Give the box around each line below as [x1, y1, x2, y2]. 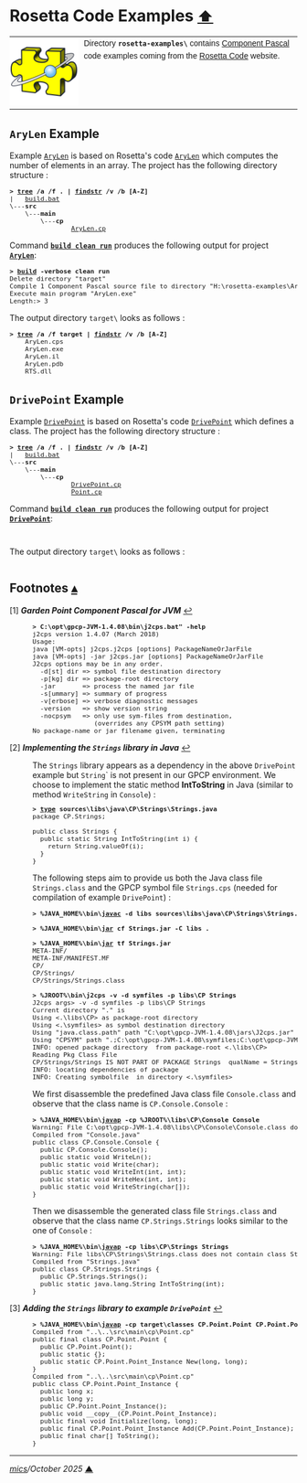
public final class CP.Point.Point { [32, 1335, 167, 1344]
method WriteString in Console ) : [32, 788, 156, 800]
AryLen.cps [24, 337, 64, 347]
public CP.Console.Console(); [39, 1145, 149, 1154]
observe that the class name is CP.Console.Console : [32, 1098, 228, 1109]
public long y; [39, 1394, 94, 1403]
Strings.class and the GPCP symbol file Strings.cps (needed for [32, 881, 279, 892]
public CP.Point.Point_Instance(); [39, 1402, 167, 1411]
